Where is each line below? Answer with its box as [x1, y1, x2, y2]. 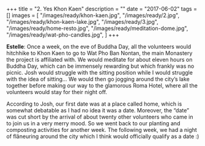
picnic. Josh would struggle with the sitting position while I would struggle [6, 69, 193, 76]
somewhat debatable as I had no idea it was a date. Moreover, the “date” [6, 107, 190, 114]
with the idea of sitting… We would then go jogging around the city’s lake [6, 76, 190, 82]
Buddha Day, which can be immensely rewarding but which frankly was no [6, 62, 195, 70]
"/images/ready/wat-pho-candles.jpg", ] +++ [6, 31, 119, 38]
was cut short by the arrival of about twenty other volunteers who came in [6, 113, 193, 120]
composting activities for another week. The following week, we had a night [6, 126, 197, 133]
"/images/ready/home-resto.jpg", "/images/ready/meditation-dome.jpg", [6, 24, 188, 32]
